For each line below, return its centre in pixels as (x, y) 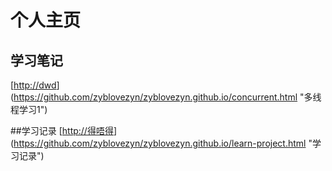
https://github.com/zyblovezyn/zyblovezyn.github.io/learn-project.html (160, 143)
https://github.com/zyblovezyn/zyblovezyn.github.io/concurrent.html (155, 97)
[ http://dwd (33, 85)
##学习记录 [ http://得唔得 (62, 130)
